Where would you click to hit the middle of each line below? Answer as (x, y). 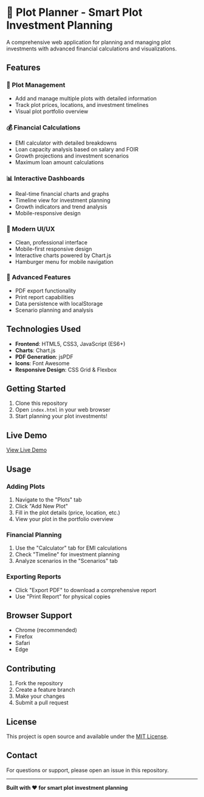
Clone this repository (41, 403)
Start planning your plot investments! (61, 416)
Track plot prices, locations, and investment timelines (82, 105)
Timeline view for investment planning (63, 201)
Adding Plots (26, 486)
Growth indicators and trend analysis (61, 207)
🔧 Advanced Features (39, 277)
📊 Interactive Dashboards (46, 178)
